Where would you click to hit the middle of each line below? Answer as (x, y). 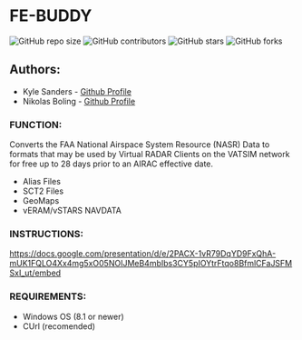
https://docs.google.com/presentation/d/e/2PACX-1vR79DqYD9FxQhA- (143, 254)
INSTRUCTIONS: (47, 234)
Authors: (35, 70)
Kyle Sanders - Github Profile (77, 91)
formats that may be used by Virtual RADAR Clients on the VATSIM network (150, 155)
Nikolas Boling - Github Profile (79, 101)
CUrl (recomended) (59, 326)
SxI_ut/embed (35, 273)
